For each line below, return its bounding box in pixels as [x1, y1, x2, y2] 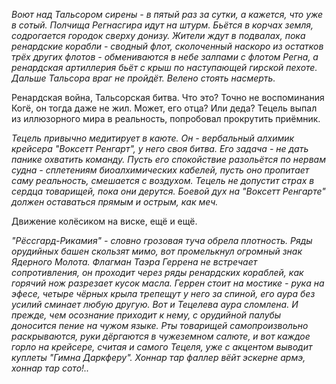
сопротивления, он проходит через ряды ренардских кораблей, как [11, 267, 304, 278]
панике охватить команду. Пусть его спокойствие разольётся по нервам [11, 154, 326, 165]
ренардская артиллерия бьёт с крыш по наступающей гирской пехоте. [11, 62, 318, 73]
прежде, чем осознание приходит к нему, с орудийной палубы [11, 309, 282, 321]
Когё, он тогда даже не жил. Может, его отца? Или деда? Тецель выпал [11, 102, 318, 114]
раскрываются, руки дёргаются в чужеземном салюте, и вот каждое [11, 330, 311, 342]
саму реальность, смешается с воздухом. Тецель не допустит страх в [11, 175, 315, 186]
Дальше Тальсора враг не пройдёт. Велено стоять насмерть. [11, 72, 276, 84]
